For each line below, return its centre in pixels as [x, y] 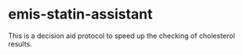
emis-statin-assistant [80, 14]
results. [20, 43]
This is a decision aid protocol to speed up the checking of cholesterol [121, 36]
